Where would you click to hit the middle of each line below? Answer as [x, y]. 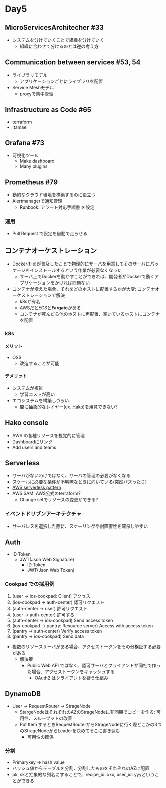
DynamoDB [23, 694]
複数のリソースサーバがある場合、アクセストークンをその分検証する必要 [86, 646]
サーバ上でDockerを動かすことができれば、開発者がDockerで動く [87, 277]
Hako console [27, 423]
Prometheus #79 [32, 182]
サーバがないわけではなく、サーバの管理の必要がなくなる [71, 476]
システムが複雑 [28, 388]
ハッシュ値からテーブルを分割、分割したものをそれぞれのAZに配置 [81, 768]
